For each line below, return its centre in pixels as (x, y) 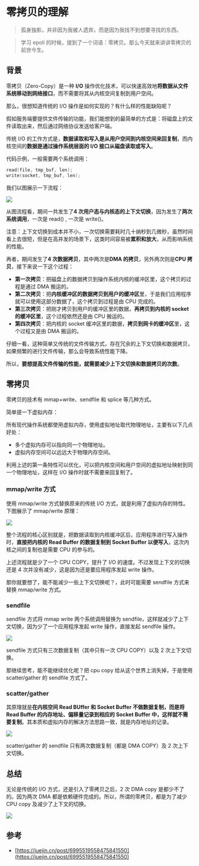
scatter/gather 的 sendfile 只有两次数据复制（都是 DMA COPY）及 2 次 (92, 746)
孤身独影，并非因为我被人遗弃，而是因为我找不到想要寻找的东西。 (101, 30)
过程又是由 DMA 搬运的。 (51, 331)
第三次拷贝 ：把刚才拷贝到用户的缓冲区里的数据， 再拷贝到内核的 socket (102, 308)
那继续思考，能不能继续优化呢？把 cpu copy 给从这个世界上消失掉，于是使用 (99, 670)
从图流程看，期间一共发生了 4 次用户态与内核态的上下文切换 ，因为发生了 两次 (99, 211)
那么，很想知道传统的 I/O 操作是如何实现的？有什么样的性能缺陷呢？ (89, 106)
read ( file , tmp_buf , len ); (39, 170)
